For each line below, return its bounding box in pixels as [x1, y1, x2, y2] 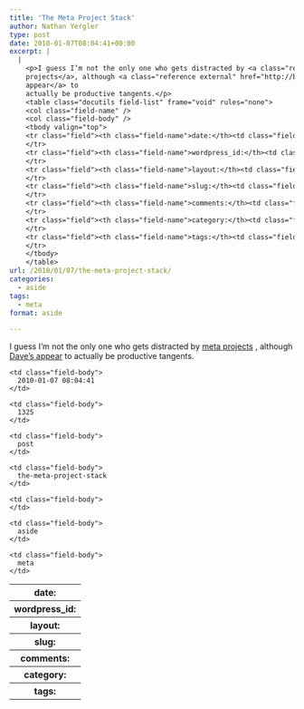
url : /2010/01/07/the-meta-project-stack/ [9, 267, 172, 276]
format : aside [9, 308, 63, 317]
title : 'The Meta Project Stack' [9, 13, 136, 23]
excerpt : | [9, 47, 51, 56]
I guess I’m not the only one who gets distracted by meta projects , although [9, 341, 293, 352]
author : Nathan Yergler [9, 22, 100, 31]
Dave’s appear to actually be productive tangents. [9, 351, 195, 362]
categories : [9, 275, 54, 284]
